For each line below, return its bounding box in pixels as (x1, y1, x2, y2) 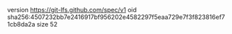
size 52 (36, 20, 58, 28)
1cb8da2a (7, 20, 36, 28)
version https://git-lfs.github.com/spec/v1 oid (7, 6, 137, 14)
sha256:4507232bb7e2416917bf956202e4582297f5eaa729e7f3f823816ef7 (7, 13, 225, 21)
